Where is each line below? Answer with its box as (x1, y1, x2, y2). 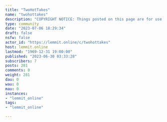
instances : (5, 91, 28, 96)
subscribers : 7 (5, 58, 37, 63)
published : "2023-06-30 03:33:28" (5, 53, 77, 59)
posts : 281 (5, 63, 28, 68)
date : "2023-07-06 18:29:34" (5, 26, 66, 31)
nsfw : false (5, 35, 30, 40)
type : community (5, 21, 39, 26)
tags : (5, 100, 16, 105)
